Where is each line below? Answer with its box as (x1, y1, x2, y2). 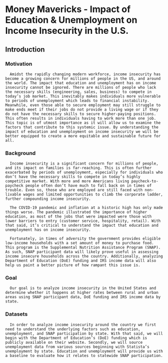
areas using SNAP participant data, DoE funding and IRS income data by (5, 294, 161, 300)
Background (5, 149, 36, 157)
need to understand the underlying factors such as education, (5, 327, 141, 332)
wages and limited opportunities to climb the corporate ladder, (23, 192, 163, 197)
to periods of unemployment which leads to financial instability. (5, 98, 150, 103)
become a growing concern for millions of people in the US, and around (5, 76, 161, 81)
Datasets (5, 310, 28, 318)
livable (5, 192, 22, 197)
